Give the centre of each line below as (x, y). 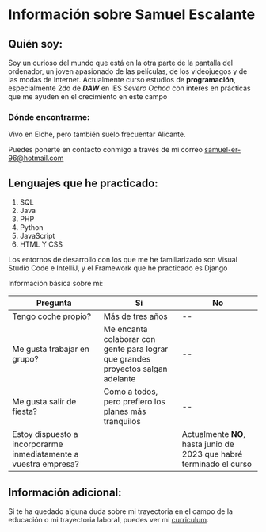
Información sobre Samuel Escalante (132, 15)
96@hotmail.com (36, 158)
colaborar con (129, 339)
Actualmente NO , (214, 434)
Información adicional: (65, 492)
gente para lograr (136, 349)
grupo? (25, 359)
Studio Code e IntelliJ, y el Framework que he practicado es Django (118, 268)
